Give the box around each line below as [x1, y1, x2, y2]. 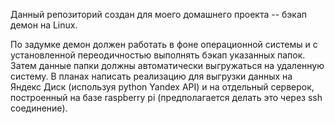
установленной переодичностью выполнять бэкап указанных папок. [10, 49, 306, 61]
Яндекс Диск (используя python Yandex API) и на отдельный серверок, [10, 81, 315, 93]
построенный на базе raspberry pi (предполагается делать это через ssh [10, 92, 323, 103]
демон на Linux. [10, 19, 78, 31]
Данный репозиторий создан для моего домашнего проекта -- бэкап [10, 9, 308, 20]
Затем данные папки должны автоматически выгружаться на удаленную [10, 60, 325, 71]
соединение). [10, 102, 68, 114]
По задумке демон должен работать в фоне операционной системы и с [10, 39, 318, 50]
